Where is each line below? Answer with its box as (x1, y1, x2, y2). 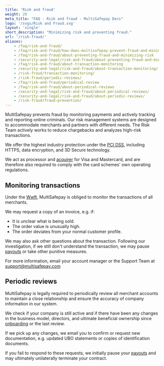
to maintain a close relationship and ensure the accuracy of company (5, 296, 144, 301)
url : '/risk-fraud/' (5, 35, 47, 40)
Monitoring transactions (5, 181, 81, 189)
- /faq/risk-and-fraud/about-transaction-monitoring (14, 62, 123, 67)
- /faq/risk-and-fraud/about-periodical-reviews (14, 84, 115, 90)
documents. (5, 341, 29, 346)
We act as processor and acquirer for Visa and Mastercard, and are (5, 157, 141, 162)
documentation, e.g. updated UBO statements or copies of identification (5, 335, 150, 341)
